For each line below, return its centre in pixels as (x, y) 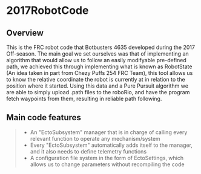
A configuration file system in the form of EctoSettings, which (107, 158)
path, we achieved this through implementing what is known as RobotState (99, 66)
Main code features (44, 118)
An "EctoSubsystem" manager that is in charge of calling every (109, 132)
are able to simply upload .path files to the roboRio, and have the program (98, 92)
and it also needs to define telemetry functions (88, 151)
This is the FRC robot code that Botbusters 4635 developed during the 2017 (101, 47)
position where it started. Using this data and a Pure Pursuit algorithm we (97, 86)
